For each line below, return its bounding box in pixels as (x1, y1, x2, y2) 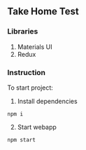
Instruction (7, 67, 46, 77)
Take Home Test (7, 6, 79, 18)
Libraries (7, 27, 38, 36)
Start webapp (17, 123, 57, 131)
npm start (7, 136, 36, 143)
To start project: (7, 83, 54, 92)
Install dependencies (17, 97, 78, 105)
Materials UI (17, 42, 52, 51)
